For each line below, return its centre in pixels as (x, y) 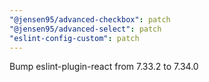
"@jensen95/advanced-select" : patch (85, 29)
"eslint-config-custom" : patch (74, 38)
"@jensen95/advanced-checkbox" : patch (90, 19)
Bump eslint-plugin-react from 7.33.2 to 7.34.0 (104, 67)
